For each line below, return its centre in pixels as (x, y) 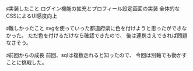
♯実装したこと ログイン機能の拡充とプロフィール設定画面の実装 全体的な (93, 8)
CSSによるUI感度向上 (31, 16)
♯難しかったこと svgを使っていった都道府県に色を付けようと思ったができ (94, 28)
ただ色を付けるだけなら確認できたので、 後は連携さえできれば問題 (108, 35)
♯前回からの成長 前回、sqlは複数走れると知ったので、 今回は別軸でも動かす (96, 55)
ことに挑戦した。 (27, 62)
